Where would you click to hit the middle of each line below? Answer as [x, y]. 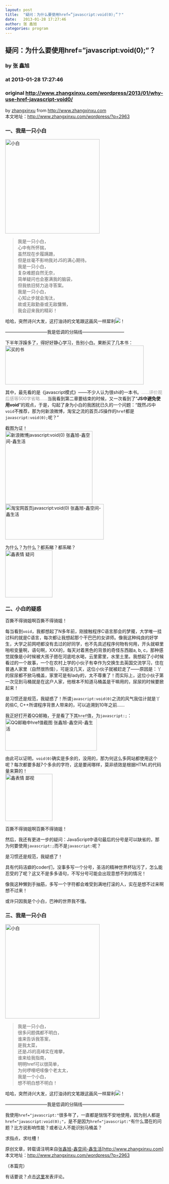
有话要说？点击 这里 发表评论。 [36, 1176]
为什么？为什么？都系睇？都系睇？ [40, 547]
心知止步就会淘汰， [37, 298]
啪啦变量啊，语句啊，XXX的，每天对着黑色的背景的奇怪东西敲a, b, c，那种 [82, 650]
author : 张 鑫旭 [21, 24]
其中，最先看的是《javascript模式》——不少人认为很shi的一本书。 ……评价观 [84, 392]
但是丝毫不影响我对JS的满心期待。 [53, 260]
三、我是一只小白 [26, 915]
